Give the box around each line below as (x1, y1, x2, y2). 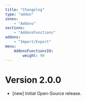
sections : (5, 26, 25, 31)
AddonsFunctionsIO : (14, 48, 54, 53)
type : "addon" (5, 12, 34, 17)
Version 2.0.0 (5, 74, 62, 85)
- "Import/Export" (14, 39, 51, 44)
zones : (5, 16, 19, 21)
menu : (5, 44, 16, 49)
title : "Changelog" (5, 7, 45, 12)
